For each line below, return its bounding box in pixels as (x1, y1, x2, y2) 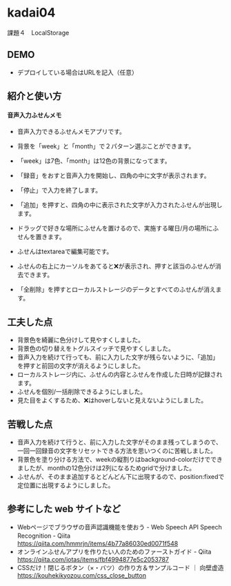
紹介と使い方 (7, 90, 62, 102)
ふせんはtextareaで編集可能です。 (17, 247, 113, 256)
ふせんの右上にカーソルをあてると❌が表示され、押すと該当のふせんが (17, 262, 216, 271)
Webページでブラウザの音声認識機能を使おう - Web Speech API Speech (17, 522, 222, 531)
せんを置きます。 (17, 233, 66, 241)
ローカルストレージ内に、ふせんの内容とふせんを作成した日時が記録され (17, 371, 223, 379)
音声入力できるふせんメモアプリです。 (17, 128, 126, 136)
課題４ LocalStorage (7, 28, 70, 37)
